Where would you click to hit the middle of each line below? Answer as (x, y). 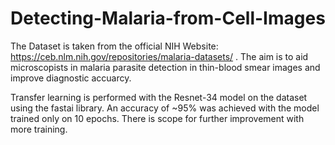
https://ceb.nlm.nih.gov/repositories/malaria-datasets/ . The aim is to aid (159, 56)
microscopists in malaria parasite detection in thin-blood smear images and (165, 67)
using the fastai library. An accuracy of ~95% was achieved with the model (165, 108)
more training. (39, 129)
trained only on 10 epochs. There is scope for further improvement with (157, 118)
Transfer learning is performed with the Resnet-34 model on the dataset (159, 97)
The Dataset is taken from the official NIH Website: (114, 46)
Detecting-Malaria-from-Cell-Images (168, 18)
